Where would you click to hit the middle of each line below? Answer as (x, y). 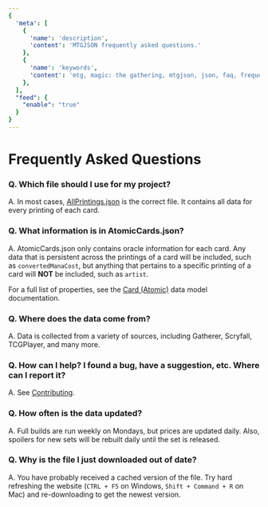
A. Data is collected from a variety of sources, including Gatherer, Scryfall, (130, 336)
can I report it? (37, 375)
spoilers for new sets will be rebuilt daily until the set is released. (114, 439)
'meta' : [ (32, 23)
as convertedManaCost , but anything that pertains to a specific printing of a (130, 265)
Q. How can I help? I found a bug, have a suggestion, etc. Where (134, 365)
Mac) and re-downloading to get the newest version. (95, 494)
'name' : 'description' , (69, 38)
